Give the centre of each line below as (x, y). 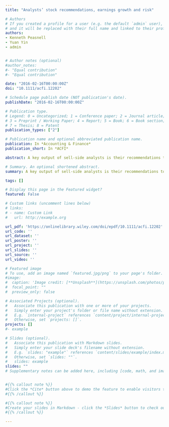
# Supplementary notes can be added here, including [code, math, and (81, 371)
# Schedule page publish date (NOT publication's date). (66, 98)
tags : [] (14, 180)
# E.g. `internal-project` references (48, 315)
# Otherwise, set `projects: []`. (44, 320)
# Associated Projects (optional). (43, 301)
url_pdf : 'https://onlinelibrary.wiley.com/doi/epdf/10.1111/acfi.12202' (84, 227)
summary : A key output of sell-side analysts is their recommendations (82, 171)
